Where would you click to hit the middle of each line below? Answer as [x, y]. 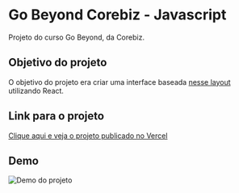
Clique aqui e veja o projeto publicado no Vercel [88, 136]
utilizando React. [36, 90]
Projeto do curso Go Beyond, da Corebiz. [77, 37]
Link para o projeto [57, 116]
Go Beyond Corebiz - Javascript [117, 15]
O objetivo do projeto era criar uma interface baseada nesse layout [120, 82]
